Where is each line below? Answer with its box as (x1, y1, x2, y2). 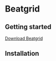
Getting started (5, 23, 52, 31)
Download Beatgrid (5, 35, 43, 41)
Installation (5, 49, 39, 58)
